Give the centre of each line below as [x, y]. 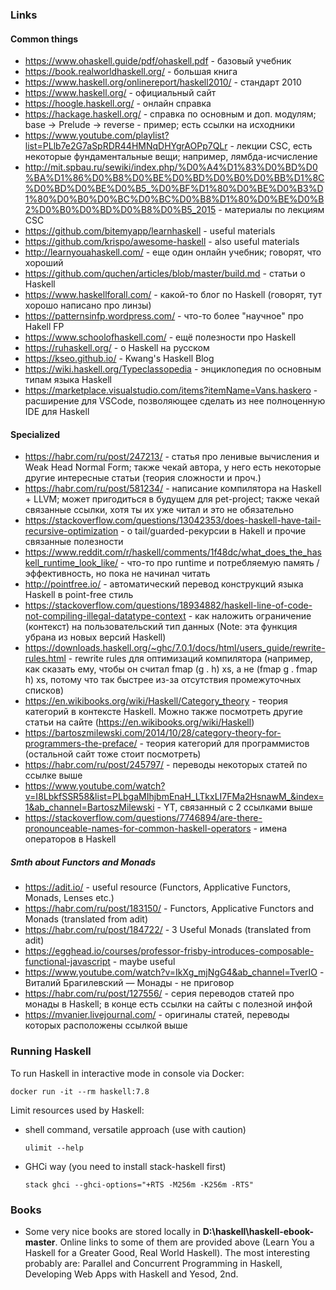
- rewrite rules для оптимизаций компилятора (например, [190, 659]
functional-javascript [67, 962]
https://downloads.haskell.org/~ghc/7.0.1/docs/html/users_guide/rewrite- [175, 648]
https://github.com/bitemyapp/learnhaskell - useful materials [150, 231]
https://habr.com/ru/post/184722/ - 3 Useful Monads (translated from [168, 930]
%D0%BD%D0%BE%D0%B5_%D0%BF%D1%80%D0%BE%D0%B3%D [174, 189]
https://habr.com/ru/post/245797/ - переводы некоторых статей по [166, 765]
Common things [44, 39]
